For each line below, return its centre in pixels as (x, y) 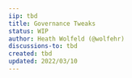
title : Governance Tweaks (52, 24)
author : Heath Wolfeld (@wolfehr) (67, 39)
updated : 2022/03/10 (43, 62)
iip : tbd (23, 16)
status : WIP (28, 31)
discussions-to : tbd (43, 46)
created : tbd (30, 54)
